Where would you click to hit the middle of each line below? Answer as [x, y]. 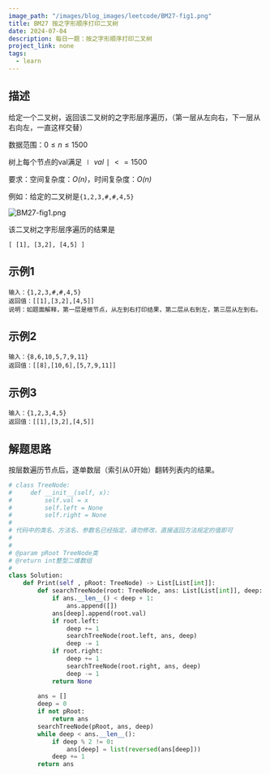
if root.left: [75, 621]
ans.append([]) [92, 605]
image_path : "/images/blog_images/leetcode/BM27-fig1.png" [110, 16]
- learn [29, 62]
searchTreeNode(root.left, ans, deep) [132, 636]
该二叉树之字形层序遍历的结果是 [62, 229]
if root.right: [77, 651]
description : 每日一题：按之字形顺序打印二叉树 [80, 39]
